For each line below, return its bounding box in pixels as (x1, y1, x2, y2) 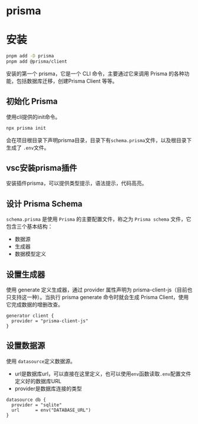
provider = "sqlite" (11, 401, 62, 408)
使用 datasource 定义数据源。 (6, 357, 76, 365)
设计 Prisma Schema (6, 198, 83, 208)
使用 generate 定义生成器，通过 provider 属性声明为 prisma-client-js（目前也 (6, 286, 193, 293)
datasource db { (6, 397, 46, 403)
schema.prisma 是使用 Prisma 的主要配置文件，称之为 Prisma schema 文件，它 (6, 216, 191, 223)
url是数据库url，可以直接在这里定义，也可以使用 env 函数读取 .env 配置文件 (14, 370, 191, 377)
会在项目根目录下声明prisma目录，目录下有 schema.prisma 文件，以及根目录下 (6, 136, 192, 143)
